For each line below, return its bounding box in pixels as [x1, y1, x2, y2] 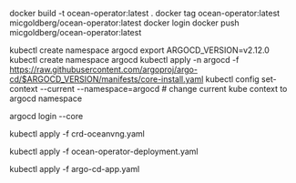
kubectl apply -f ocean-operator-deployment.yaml [9, 146, 199, 157]
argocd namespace [9, 93, 83, 104]
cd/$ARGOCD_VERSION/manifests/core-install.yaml [9, 74, 204, 85]
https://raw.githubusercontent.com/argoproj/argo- [9, 64, 199, 75]
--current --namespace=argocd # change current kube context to [39, 84, 288, 94]
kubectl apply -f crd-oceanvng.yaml [9, 128, 146, 139]
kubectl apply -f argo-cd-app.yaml [9, 164, 140, 174]
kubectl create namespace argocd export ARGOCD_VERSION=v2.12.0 [9, 45, 270, 56]
